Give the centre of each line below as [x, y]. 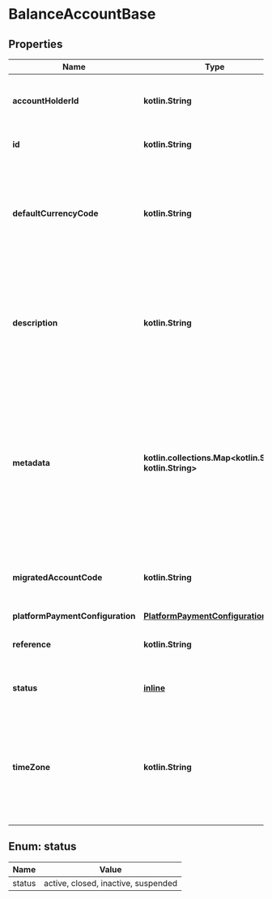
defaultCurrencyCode [55, 213]
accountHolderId [46, 101]
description [35, 323]
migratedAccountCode [57, 577]
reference [32, 644]
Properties [36, 44]
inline [154, 688]
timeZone [32, 767]
